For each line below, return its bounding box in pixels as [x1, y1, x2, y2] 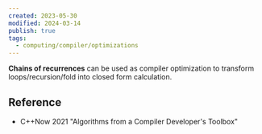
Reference [8, 95, 62, 109]
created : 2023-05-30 [8, 11, 78, 20]
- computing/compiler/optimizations [15, 42, 139, 50]
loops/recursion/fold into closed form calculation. [8, 72, 173, 82]
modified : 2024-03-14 [8, 19, 81, 27]
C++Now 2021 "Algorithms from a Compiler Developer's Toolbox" [19, 116, 239, 126]
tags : [8, 34, 27, 43]
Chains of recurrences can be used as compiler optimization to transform [8, 63, 255, 73]
